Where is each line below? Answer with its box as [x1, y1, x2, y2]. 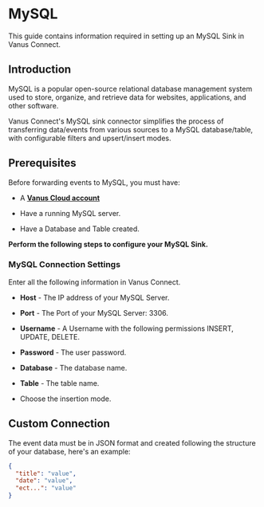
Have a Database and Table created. [19, 224, 140, 234]
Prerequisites [8, 156, 77, 170]
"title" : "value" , [15, 470, 77, 478]
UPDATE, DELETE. [19, 332, 81, 341]
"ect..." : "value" [15, 484, 77, 493]
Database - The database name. [19, 363, 128, 372]
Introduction [8, 63, 72, 77]
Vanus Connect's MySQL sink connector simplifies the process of [8, 116, 224, 126]
